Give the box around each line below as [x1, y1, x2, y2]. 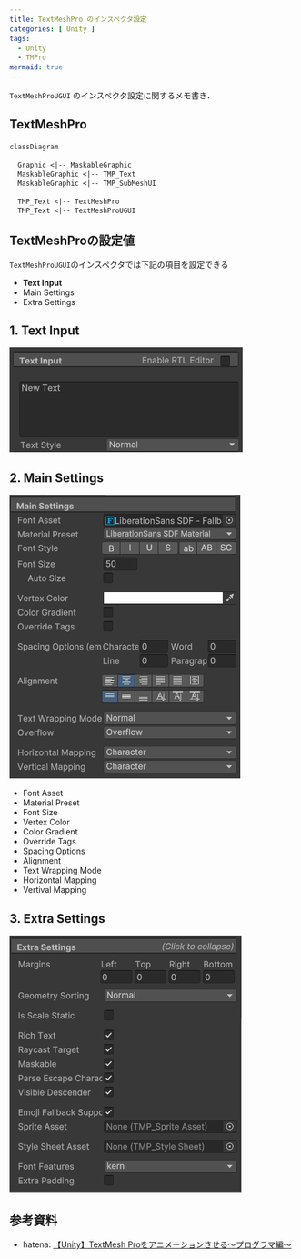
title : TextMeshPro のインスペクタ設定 [9, 15, 147, 24]
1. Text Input [9, 323, 80, 339]
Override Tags [22, 836, 77, 847]
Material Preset [22, 797, 80, 808]
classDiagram [9, 142, 59, 151]
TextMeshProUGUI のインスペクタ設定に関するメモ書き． [9, 90, 216, 100]
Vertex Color [22, 816, 70, 828]
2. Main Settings [9, 470, 105, 486]
